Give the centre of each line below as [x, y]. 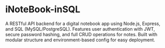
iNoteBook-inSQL [43, 9]
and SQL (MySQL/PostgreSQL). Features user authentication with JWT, [80, 29]
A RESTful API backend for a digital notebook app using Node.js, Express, [83, 23]
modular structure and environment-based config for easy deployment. [80, 40]
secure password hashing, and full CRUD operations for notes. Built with [81, 34]
